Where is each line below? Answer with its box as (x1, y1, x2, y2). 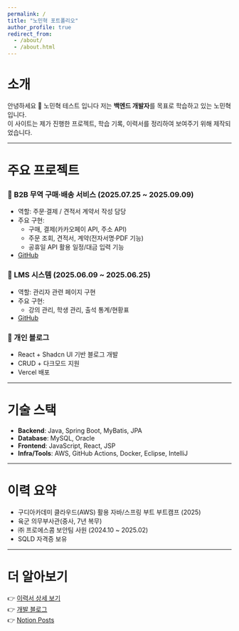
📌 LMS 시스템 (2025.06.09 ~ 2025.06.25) (7, 270, 151, 280)
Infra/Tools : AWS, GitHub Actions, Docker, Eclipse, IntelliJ (17, 448, 188, 457)
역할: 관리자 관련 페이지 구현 (17, 287, 96, 296)
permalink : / (7, 10, 46, 18)
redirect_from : (7, 30, 53, 38)
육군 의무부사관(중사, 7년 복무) (17, 516, 102, 525)
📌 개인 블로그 (7, 332, 50, 342)
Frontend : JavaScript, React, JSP (17, 441, 116, 450)
